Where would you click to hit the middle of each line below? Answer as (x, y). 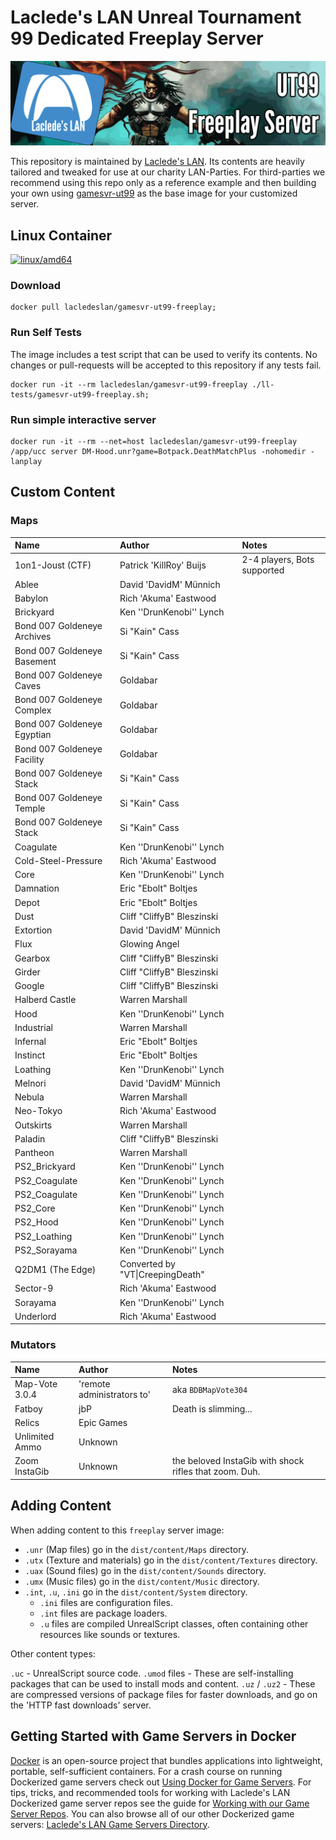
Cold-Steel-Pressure (58, 860)
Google (29, 986)
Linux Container (61, 235)
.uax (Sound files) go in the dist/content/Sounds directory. (145, 1570)
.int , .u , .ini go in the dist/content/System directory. (136, 1592)
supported (263, 570)
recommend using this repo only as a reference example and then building (163, 183)
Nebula (29, 1097)
